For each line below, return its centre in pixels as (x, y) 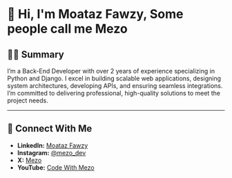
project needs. (28, 100)
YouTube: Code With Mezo (56, 167)
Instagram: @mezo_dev (51, 152)
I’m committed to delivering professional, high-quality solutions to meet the (114, 93)
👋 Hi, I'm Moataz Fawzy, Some (95, 14)
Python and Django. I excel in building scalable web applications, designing (114, 78)
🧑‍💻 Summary (36, 54)
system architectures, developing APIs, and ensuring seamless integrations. (115, 86)
